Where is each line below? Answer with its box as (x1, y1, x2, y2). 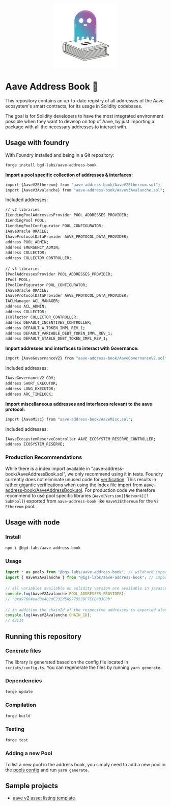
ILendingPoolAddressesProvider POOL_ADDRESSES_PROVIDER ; (5, 213, 129, 218)
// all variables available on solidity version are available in (5, 586, 149, 591)
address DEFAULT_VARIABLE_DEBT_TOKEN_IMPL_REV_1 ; (5, 330, 113, 336)
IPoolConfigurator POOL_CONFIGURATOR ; (5, 282, 88, 288)
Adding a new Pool (5, 750, 52, 757)
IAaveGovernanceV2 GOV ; (5, 376, 56, 381)
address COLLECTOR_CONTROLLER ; (5, 256, 72, 261)
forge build (5, 713, 31, 719)
